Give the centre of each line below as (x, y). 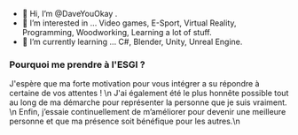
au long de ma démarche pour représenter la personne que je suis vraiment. (148, 102)
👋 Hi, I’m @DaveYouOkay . (70, 14)
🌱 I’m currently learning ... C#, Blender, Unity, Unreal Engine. (132, 41)
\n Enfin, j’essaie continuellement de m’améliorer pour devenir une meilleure (148, 112)
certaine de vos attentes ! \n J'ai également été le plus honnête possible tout (149, 94)
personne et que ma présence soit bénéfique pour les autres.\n (125, 121)
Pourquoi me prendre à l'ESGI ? (77, 64)
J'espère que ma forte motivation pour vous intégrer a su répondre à (134, 84)
